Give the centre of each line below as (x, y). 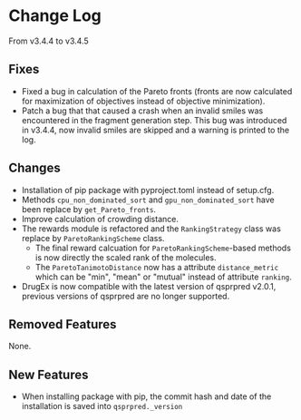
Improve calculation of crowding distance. (100, 219)
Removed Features (63, 324)
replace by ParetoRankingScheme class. (93, 238)
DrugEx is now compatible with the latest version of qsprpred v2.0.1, (149, 286)
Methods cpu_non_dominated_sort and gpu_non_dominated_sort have (148, 200)
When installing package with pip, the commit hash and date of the (146, 396)
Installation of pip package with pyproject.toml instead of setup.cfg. (148, 190)
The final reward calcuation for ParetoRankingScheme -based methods (163, 248)
